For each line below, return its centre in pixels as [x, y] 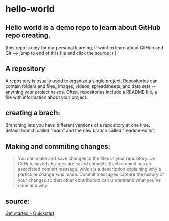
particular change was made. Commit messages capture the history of [91, 174]
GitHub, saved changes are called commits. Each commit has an [84, 164]
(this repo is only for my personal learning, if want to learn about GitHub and [84, 48]
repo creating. [28, 35]
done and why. [33, 186]
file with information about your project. [46, 97]
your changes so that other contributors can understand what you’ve [89, 180]
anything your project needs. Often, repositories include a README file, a [81, 92]
